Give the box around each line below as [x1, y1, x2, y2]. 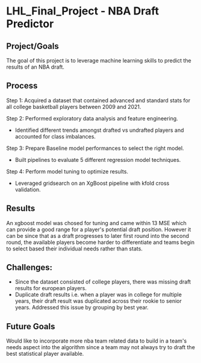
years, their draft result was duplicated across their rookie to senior [14, 297, 182, 305]
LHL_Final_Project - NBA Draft [6, 4, 159, 18]
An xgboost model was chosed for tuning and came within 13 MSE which [6, 219, 187, 226]
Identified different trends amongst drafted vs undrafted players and [14, 126, 185, 134]
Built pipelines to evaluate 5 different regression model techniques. [14, 156, 181, 163]
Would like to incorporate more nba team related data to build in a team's [6, 337, 187, 344]
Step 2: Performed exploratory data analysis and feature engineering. [6, 114, 179, 122]
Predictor [6, 17, 54, 31]
